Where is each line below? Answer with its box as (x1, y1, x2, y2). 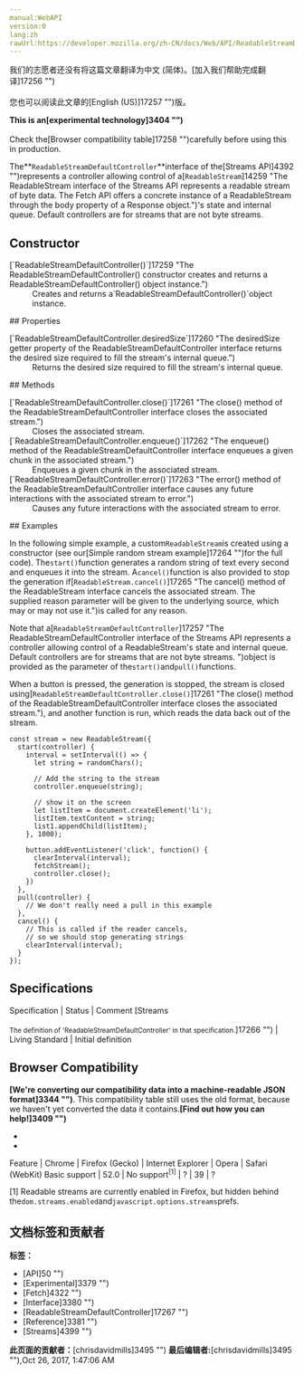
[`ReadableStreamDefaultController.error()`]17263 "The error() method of (9, 474, 281, 485)
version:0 (9, 22, 47, 31)
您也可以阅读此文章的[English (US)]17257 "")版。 (9, 97, 191, 108)
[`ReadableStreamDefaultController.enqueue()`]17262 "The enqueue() (9, 435, 270, 446)
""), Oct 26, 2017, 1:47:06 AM (9, 1355, 115, 1366)
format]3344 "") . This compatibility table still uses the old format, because (9, 1093, 290, 1104)
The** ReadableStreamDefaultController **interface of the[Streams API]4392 (9, 161, 294, 172)
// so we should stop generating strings (25, 933, 184, 942)
